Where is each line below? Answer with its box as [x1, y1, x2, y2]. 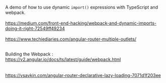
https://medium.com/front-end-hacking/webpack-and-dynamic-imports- [5, 20, 157, 26]
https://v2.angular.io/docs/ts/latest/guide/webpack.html [5, 56, 121, 62]
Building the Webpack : [5, 51, 53, 57]
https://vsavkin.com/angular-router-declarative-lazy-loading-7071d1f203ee [5, 72, 161, 78]
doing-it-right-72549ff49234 [5, 25, 65, 31]
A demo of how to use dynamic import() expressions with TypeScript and [5, 4, 158, 10]
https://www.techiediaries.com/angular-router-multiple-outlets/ [5, 36, 137, 42]
